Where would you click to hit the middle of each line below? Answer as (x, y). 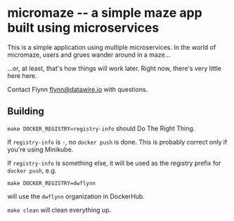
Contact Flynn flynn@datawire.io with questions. (78, 89)
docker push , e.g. (32, 170)
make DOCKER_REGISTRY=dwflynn (52, 183)
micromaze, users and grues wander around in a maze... (89, 55)
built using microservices (83, 28)
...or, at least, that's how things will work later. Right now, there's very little (114, 68)
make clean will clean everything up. (59, 210)
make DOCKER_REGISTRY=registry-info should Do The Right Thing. (101, 128)
